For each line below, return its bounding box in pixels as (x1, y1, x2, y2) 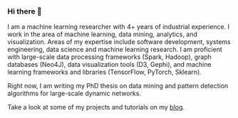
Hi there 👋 (7, 6, 43, 16)
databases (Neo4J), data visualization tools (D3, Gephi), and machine (7, 60, 212, 69)
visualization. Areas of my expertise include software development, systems (7, 38, 231, 46)
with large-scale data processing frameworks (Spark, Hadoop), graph (7, 53, 212, 61)
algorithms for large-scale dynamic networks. (7, 89, 141, 98)
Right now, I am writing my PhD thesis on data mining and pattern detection (7, 82, 229, 90)
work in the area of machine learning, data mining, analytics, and (7, 30, 198, 38)
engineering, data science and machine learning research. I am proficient (7, 45, 222, 54)
